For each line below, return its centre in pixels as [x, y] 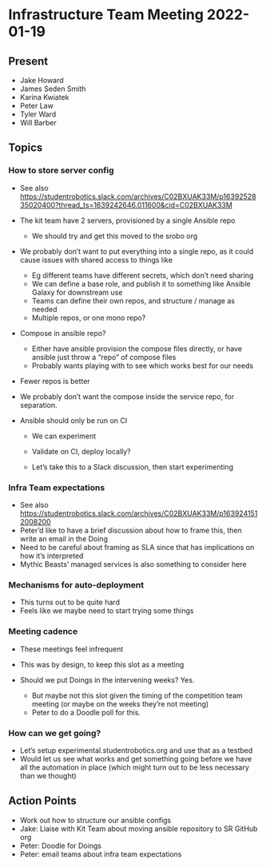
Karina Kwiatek [44, 97]
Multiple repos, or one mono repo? [89, 318]
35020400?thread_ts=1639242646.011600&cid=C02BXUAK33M [126, 204]
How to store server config [61, 171]
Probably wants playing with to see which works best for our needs [143, 366]
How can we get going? [55, 733]
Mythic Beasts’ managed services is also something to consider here [133, 564]
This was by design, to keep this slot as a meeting [102, 664]
